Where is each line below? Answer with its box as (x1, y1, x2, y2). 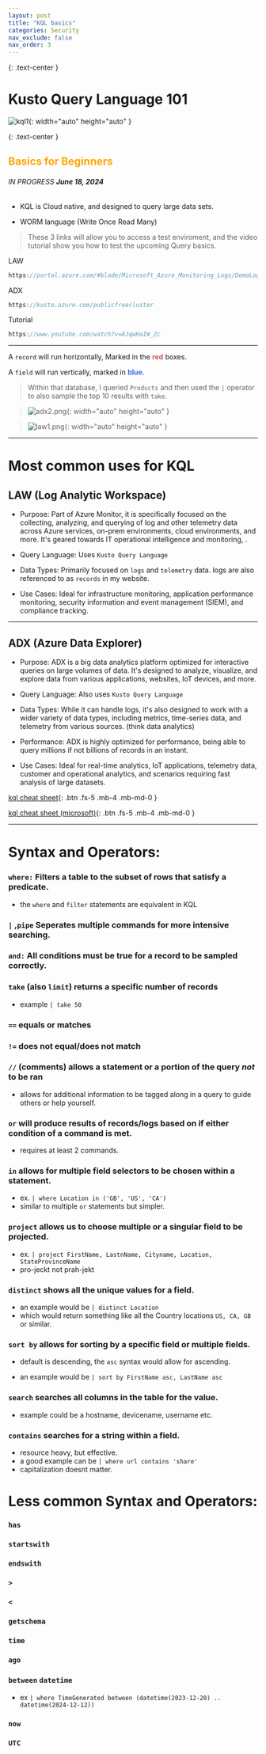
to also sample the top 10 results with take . (27, 391, 168, 401)
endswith (8, 1558, 42, 1568)
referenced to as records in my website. (19, 574, 150, 583)
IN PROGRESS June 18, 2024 (8, 177, 104, 187)
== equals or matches (8, 1019, 92, 1030)
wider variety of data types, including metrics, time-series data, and (19, 713, 241, 723)
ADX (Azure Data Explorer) (8, 636, 142, 650)
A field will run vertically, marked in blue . (8, 367, 145, 377)
